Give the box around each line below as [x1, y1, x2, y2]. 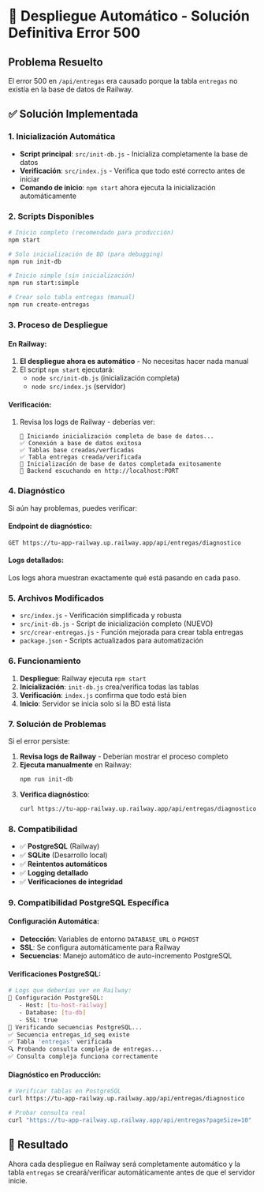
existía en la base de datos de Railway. [8, 84, 134, 94]
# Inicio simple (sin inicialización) [8, 272, 136, 279]
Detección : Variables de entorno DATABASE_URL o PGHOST [19, 935, 199, 944]
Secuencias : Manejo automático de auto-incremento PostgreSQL [19, 951, 232, 961]
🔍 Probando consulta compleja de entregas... [8, 1045, 163, 1053]
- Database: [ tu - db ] [18, 1008, 87, 1017]
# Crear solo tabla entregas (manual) [8, 294, 136, 302]
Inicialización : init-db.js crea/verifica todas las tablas [19, 682, 199, 692]
